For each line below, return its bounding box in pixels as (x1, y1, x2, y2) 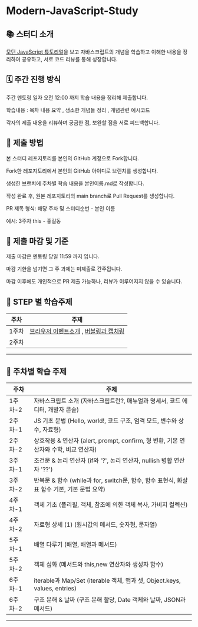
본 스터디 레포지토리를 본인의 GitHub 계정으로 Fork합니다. (6, 154, 140, 161)
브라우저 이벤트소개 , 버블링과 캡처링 (29, 327, 125, 335)
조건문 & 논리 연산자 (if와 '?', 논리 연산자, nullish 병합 (34, 457, 173, 465)
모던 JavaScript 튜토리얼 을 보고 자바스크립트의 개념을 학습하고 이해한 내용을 (6, 48, 181, 55)
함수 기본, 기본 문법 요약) (41, 485, 106, 493)
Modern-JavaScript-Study (6, 4, 138, 18)
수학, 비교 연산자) (51, 445, 97, 454)
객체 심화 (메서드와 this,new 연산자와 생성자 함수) (34, 560, 164, 569)
